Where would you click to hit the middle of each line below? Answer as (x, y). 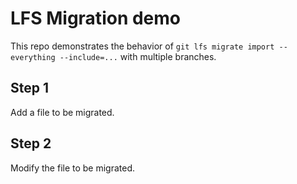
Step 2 (31, 143)
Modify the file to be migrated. (73, 168)
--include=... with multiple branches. (138, 56)
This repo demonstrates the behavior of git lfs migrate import (142, 46)
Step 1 (30, 88)
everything (33, 57)
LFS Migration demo (96, 18)
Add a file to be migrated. (62, 112)
